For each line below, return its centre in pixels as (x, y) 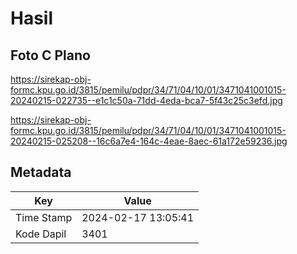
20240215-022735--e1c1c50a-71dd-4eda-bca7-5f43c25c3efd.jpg (146, 100)
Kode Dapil (41, 234)
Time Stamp (44, 217)
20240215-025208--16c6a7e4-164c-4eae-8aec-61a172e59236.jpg (149, 141)
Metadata (41, 172)
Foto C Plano (50, 55)
